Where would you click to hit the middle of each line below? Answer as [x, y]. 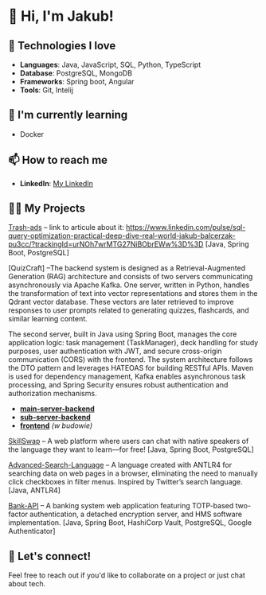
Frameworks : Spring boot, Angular [77, 82]
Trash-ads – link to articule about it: [66, 227]
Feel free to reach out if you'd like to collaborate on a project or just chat [127, 575]
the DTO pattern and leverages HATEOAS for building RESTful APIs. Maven [131, 368]
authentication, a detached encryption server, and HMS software [136, 514]
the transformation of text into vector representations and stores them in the [133, 294]
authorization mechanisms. [53, 394]
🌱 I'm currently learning [68, 115]
